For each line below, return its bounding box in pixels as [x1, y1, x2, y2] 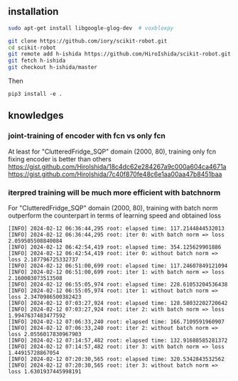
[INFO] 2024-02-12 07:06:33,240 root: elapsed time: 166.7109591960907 [8, 318, 225, 326]
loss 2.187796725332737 [8, 256, 79, 264]
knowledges [8, 109, 64, 122]
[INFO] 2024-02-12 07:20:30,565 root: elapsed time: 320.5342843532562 [8, 355, 225, 363]
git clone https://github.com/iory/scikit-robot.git [8, 37, 168, 45]
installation [8, 6, 59, 18]
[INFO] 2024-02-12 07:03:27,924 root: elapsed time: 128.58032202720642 [8, 300, 228, 307]
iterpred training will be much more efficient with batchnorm [8, 188, 221, 198]
